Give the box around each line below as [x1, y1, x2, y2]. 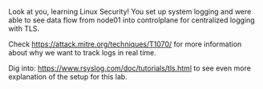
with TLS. [8, 24, 40, 33]
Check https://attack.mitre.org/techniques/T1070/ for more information [8, 39, 242, 49]
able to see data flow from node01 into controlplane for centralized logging [8, 15, 255, 25]
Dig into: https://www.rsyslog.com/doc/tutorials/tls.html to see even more [8, 63, 251, 73]
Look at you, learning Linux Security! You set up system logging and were [8, 7, 252, 16]
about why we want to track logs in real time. [8, 48, 156, 57]
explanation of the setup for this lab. [8, 72, 128, 81]
